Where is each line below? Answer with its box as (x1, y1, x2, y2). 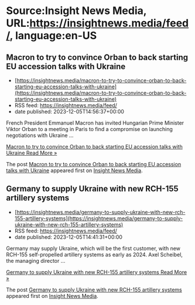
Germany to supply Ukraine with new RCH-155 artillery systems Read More (6, 268, 187, 276)
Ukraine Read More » (6, 149, 57, 156)
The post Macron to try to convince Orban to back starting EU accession (6, 161, 182, 167)
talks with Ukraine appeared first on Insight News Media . (6, 167, 143, 174)
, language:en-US (9, 29, 97, 42)
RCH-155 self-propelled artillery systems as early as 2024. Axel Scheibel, (6, 251, 183, 258)
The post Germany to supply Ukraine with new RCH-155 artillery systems (6, 286, 183, 293)
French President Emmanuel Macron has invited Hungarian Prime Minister (6, 119, 184, 126)
